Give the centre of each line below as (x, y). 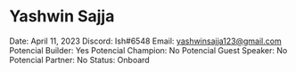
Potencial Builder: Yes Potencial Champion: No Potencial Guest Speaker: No (148, 50)
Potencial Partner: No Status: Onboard (79, 60)
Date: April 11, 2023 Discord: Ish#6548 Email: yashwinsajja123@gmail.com (146, 41)
